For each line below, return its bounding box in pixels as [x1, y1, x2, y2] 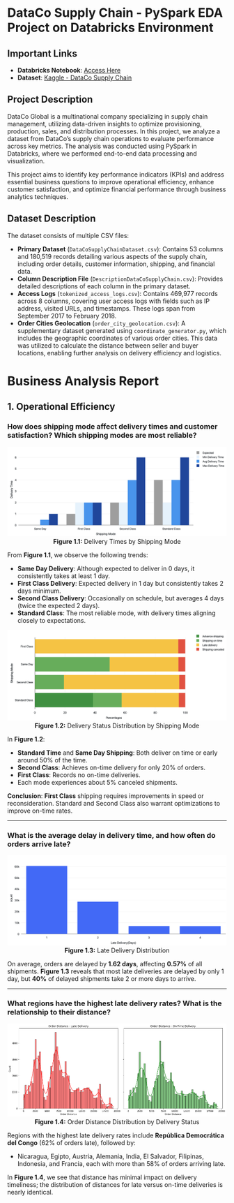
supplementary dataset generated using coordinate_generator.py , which [17, 326, 226, 334]
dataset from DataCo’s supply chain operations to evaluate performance [7, 134, 214, 142]
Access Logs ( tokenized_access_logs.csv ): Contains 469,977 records [17, 289, 218, 297]
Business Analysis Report [7, 373, 159, 389]
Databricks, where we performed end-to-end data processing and [7, 149, 197, 158]
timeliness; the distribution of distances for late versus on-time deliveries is [7, 1181, 223, 1189]
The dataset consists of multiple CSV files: [7, 231, 130, 239]
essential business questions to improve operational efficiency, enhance [7, 177, 214, 186]
